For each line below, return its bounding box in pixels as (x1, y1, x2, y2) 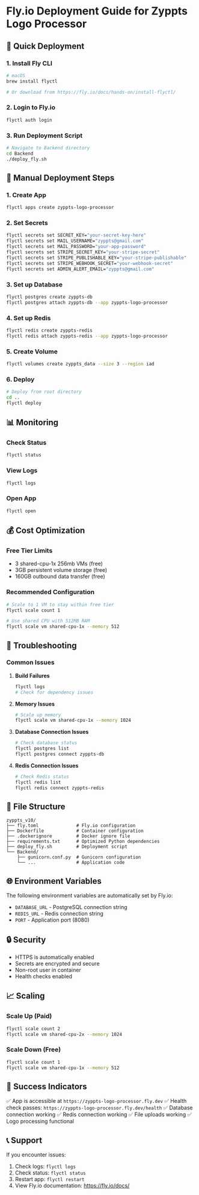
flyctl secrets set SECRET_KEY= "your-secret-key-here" (6, 232, 147, 238)
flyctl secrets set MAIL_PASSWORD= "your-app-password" (6, 244, 147, 250)
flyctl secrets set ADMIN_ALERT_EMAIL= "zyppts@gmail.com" (6, 266, 155, 272)
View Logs (6, 467, 38, 475)
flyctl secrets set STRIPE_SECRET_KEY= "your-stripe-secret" (6, 249, 161, 255)
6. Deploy (6, 375, 35, 383)
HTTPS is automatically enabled (14, 954, 94, 961)
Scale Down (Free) (6, 1046, 61, 1054)
